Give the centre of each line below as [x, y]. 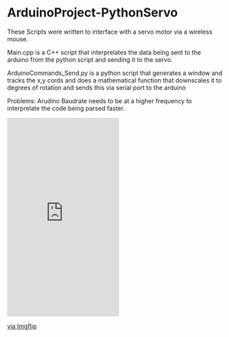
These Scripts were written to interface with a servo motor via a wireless [110, 32]
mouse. [18, 39]
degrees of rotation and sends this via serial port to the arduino [97, 87]
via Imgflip [22, 326]
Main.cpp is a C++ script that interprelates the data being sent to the [104, 52]
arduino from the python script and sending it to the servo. [90, 59]
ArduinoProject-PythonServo [92, 13]
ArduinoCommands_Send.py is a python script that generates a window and [115, 73]
